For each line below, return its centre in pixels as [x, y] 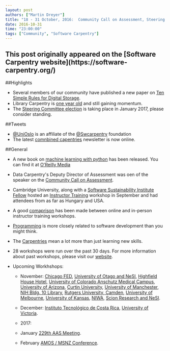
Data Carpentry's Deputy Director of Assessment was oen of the [80, 174]
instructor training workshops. [44, 216]
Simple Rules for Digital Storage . [47, 98]
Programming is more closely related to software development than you [88, 225]
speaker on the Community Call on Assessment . [63, 180]
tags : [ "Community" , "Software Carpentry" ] [52, 34]
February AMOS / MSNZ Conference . [59, 343]
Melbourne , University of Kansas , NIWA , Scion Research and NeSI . [90, 298]
